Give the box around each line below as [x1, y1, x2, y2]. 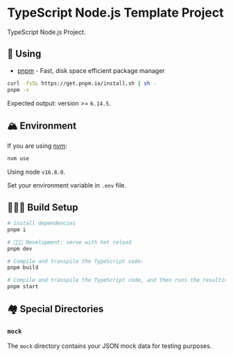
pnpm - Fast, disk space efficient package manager [17, 66, 165, 74]
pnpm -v [7, 86, 30, 93]
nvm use [7, 155, 30, 163]
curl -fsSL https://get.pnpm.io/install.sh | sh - [7, 80, 157, 87]
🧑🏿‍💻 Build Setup [7, 201, 78, 213]
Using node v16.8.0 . [7, 168, 66, 176]
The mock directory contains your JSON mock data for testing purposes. [7, 342, 212, 350]
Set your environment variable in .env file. [7, 181, 127, 190]
